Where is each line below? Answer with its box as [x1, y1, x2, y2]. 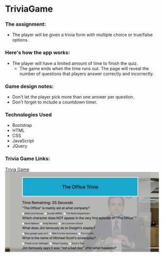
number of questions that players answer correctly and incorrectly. [19, 71, 154, 77]
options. [12, 37, 29, 43]
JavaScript [12, 138, 34, 144]
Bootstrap [12, 122, 32, 128]
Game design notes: [5, 83, 54, 90]
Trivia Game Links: [5, 155, 50, 162]
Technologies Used [5, 111, 52, 118]
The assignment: [5, 21, 46, 28]
